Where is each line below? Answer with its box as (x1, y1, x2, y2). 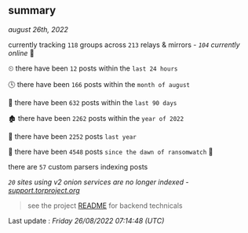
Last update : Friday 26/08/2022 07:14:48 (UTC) (8, 216, 165, 225)
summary (8, 4, 57, 17)
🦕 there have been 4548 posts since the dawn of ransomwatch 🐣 (8, 147, 213, 156)
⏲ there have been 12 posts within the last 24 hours (8, 64, 178, 73)
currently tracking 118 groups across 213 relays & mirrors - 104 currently (8, 40, 241, 49)
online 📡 (8, 48, 35, 57)
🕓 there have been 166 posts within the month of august (8, 79, 191, 89)
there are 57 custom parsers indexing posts (8, 162, 148, 171)
